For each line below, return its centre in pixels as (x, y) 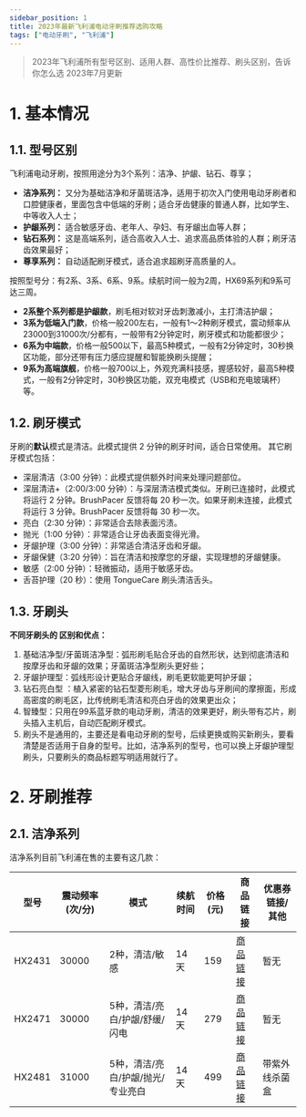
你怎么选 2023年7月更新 (77, 73)
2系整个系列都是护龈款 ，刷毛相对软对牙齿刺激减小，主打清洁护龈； (149, 312)
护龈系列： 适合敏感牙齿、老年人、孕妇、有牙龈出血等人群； (135, 227)
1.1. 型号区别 (43, 150)
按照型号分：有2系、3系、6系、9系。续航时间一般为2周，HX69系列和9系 (147, 281)
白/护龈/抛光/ (137, 1077)
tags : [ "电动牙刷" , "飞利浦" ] (62, 35)
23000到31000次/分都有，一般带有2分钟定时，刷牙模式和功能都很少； (154, 335)
